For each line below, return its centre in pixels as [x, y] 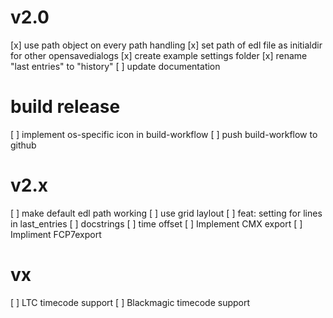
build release [65, 107]
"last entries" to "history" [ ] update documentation [115, 66]
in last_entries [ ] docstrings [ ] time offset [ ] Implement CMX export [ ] [156, 223]
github [23, 145]
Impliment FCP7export [56, 234]
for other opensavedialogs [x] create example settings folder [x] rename [159, 55]
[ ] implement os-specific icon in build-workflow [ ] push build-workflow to [164, 134]
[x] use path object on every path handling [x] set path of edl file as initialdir [166, 45]
